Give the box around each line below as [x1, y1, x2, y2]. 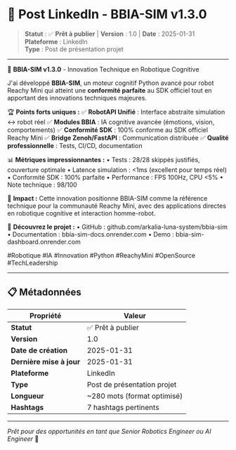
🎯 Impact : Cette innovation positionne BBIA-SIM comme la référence [7, 194, 208, 202]
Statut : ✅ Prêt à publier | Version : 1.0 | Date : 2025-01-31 [24, 29, 195, 38]
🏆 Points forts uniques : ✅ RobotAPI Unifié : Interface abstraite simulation [7, 107, 225, 116]
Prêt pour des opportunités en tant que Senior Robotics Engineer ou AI [7, 427, 212, 435]
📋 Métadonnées [7, 286, 82, 298]
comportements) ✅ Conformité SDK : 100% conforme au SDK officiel [7, 126, 209, 134]
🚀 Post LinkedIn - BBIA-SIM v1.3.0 [7, 6, 207, 22]
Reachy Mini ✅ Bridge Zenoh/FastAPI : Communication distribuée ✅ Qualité [7, 133, 229, 142]
